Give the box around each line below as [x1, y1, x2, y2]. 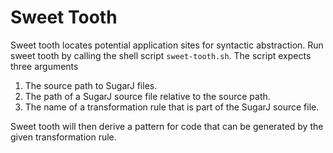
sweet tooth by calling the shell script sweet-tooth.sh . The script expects [10, 49, 312, 61]
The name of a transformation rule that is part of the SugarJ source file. [24, 101, 320, 113]
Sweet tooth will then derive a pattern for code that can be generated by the [10, 120, 324, 132]
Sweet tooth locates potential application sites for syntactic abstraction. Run [10, 39, 324, 51]
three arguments [10, 60, 79, 72]
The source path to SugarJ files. [24, 79, 158, 91]
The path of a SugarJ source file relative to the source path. [24, 90, 271, 102]
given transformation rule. [10, 131, 117, 143]
